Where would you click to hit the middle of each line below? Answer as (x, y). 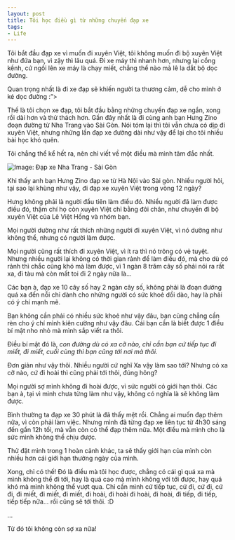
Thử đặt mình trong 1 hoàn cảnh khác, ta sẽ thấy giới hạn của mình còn (109, 451)
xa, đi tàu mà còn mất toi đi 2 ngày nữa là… (69, 274)
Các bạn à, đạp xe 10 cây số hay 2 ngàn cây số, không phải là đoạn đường (115, 288)
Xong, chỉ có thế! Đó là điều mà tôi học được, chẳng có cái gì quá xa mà (111, 472)
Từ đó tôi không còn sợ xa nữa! (52, 529)
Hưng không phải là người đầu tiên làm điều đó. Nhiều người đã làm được (113, 202)
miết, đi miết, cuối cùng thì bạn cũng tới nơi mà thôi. (82, 352)
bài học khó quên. (33, 140)
